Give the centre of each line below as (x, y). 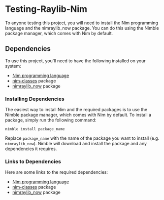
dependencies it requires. (31, 149)
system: (13, 66)
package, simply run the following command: (51, 120)
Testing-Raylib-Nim (46, 9)
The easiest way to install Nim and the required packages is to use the (76, 110)
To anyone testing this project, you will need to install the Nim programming (82, 23)
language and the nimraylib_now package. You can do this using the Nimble (82, 28)
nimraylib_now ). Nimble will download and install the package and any (76, 144)
